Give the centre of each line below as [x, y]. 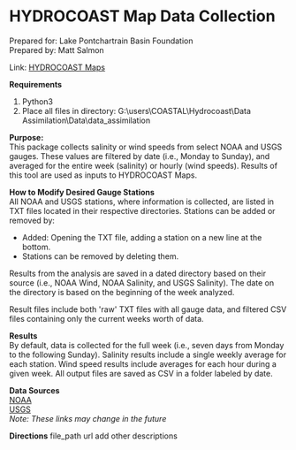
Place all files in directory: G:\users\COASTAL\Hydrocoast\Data [137, 111]
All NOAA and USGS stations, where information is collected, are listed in [142, 202]
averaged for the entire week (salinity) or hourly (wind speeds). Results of [144, 165]
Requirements [36, 84]
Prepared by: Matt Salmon [57, 50]
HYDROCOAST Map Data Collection [142, 16]
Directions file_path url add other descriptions [94, 436]
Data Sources [34, 390]
